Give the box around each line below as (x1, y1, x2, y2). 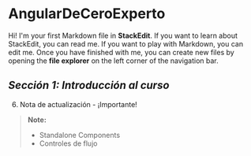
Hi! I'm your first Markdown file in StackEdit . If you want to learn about (8, 31, 238, 40)
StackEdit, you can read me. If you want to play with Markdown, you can (8, 39, 243, 48)
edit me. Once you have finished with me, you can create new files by (8, 47, 234, 57)
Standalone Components (39, 130, 121, 139)
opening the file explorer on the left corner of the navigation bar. (8, 56, 219, 65)
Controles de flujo (39, 139, 98, 148)
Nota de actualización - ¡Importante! (19, 99, 138, 109)
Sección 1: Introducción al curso (8, 79, 170, 92)
